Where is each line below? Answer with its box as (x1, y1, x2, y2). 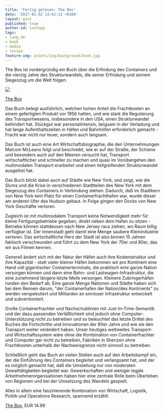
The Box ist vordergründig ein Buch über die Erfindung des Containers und (5, 67, 157, 73)
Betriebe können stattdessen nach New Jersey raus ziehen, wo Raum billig (5, 223, 157, 230)
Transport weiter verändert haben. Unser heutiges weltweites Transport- (5, 327, 153, 332)
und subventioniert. (5, 296, 45, 302)
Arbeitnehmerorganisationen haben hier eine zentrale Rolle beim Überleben (5, 373, 159, 379)
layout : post (5, 16, 32, 21)
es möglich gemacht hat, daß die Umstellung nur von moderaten (5, 363, 136, 369)
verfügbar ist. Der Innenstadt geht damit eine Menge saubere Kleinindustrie (5, 229, 159, 235)
